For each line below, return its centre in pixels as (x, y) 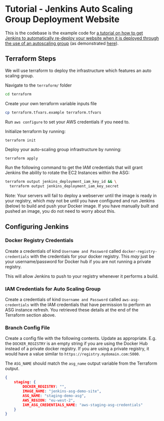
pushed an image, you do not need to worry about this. (60, 211)
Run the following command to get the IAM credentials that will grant (74, 168)
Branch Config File (28, 328)
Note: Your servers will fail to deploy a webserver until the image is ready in (81, 196)
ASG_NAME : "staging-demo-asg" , (54, 396)
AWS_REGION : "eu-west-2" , (49, 400)
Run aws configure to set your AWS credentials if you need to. (67, 122)
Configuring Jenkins (37, 227)
